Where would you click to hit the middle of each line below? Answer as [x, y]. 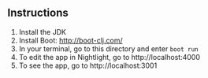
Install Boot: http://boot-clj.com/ [71, 40]
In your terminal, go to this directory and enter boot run [108, 48]
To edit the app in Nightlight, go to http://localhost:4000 [110, 57]
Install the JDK [42, 32]
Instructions [38, 13]
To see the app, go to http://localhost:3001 [88, 65]
